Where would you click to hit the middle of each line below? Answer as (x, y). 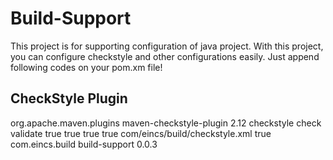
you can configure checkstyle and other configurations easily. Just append (165, 56)
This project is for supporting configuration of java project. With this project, (167, 46)
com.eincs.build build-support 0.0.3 (84, 144)
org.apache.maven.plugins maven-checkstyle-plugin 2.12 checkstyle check (166, 123)
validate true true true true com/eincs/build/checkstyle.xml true (141, 133)
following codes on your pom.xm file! (86, 67)
